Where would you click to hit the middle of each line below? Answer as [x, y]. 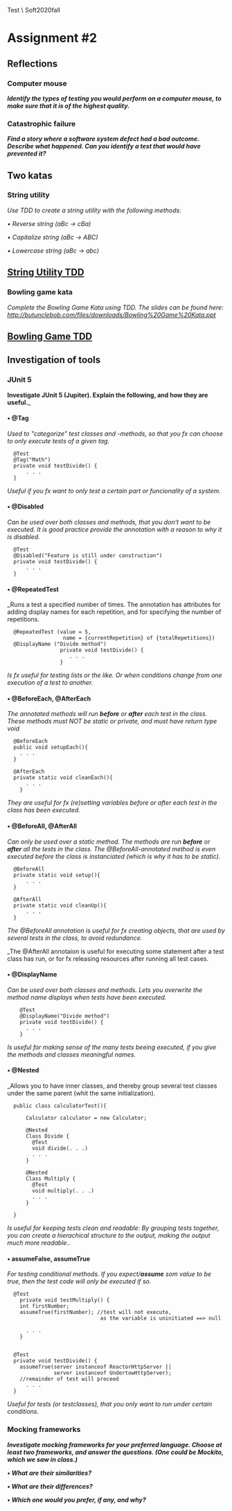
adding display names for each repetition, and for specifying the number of [114, 612]
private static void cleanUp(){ [60, 905]
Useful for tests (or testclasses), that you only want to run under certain [110, 1404]
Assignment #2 [52, 38]
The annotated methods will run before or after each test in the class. [107, 714]
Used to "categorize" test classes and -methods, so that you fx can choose [115, 434]
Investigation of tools [54, 360]
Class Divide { [47, 1136]
